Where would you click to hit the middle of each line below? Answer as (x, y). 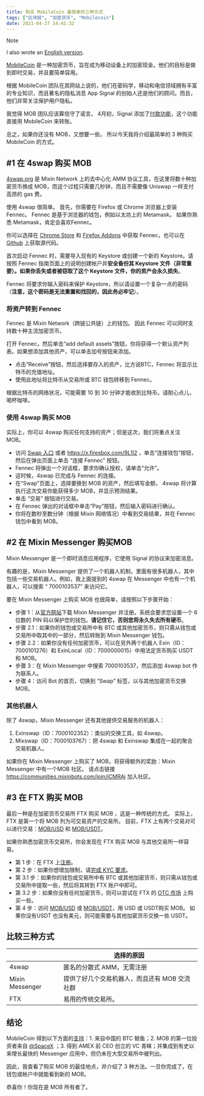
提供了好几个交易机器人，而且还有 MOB (120, 978)
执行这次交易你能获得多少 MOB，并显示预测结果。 (78, 491)
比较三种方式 (30, 937)
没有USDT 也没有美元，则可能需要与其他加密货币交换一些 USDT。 (108, 916)
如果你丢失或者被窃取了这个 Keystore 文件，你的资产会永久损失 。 (101, 271)
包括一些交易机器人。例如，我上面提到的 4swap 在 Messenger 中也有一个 (98, 578)
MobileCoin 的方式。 (32, 142)
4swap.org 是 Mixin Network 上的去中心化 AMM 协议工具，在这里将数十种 (99, 179)
